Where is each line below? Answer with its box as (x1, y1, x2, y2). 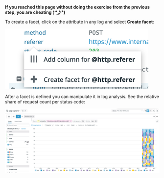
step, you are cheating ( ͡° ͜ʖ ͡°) (5, 9, 66, 15)
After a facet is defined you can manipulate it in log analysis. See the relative (5, 94, 159, 100)
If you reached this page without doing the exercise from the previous (5, 4, 150, 10)
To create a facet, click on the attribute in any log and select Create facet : (5, 19, 154, 25)
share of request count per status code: (5, 99, 85, 104)
